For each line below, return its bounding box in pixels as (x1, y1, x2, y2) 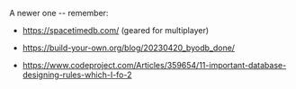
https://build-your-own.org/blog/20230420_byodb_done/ (22, 42, 236, 53)
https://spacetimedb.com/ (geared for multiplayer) (22, 25, 210, 35)
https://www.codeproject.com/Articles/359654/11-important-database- (22, 60, 287, 70)
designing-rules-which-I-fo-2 (22, 69, 132, 80)
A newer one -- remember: (9, 8, 109, 18)
